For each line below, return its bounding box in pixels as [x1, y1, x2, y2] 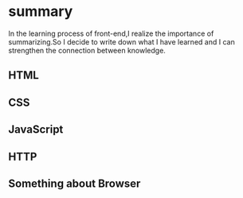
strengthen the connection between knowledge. [8, 45, 166, 55]
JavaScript [8, 122, 64, 137]
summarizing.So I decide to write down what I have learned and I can [8, 37, 235, 46]
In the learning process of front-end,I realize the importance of [8, 29, 214, 38]
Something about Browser [8, 177, 141, 190]
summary [8, 2, 73, 21]
